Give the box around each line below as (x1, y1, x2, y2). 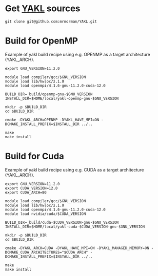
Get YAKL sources (5, 3, 80, 14)
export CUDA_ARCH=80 (5, 190, 47, 195)
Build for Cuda (5, 151, 64, 162)
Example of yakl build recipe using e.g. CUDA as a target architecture (5, 167, 144, 172)
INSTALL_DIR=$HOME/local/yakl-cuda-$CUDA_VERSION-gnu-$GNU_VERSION (5, 224, 145, 229)
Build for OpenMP (5, 35, 78, 46)
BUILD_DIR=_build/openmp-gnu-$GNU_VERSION (5, 91, 93, 97)
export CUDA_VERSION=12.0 (5, 186, 58, 191)
